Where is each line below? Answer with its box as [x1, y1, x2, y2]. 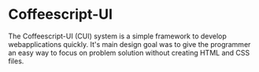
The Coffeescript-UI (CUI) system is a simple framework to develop [8, 31, 227, 41]
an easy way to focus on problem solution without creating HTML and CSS [8, 48, 250, 57]
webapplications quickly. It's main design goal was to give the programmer [8, 39, 251, 49]
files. [8, 56, 24, 66]
